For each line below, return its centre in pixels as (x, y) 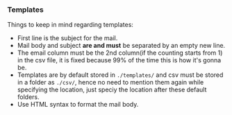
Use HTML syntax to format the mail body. (78, 105)
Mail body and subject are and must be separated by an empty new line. (121, 46)
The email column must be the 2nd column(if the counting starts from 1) (120, 53)
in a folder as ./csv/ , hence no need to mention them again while (110, 82)
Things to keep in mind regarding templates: (71, 25)
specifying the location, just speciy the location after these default (112, 90)
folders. (28, 97)
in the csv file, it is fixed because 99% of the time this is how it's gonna (119, 60)
